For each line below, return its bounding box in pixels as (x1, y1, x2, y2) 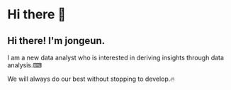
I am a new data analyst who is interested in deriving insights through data (7, 53, 225, 62)
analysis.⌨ (7, 61, 43, 69)
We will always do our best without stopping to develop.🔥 (7, 74, 175, 83)
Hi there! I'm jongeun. (7, 35, 106, 47)
